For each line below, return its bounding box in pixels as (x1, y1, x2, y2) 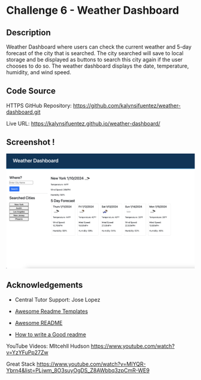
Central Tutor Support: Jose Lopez (14, 296, 100, 303)
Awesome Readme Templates (14, 308, 89, 315)
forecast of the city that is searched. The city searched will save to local (6, 50, 184, 57)
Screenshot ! (6, 137, 55, 147)
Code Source (6, 86, 56, 96)
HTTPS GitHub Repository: (6, 102, 72, 109)
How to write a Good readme (14, 330, 87, 338)
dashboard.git (6, 108, 41, 115)
